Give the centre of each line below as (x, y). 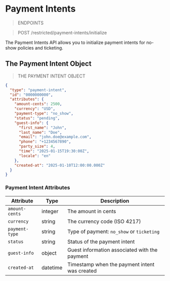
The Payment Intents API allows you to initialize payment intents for (75, 42)
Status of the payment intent (101, 242)
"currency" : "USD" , (35, 109)
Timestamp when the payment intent (111, 264)
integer (50, 211)
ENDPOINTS (31, 23)
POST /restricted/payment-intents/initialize (62, 32)
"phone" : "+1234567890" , (45, 142)
